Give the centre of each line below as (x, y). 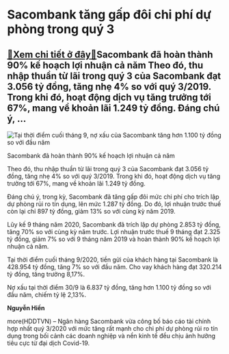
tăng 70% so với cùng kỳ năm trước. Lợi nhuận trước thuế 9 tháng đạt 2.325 (114, 232)
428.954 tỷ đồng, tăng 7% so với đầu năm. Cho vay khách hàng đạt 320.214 (114, 267)
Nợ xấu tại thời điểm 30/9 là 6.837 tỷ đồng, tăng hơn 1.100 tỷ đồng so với (109, 287)
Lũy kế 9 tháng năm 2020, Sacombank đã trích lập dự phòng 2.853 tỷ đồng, (114, 225)
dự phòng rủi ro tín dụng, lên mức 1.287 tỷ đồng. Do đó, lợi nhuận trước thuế (114, 204)
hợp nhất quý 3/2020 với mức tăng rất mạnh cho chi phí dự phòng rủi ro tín (112, 328)
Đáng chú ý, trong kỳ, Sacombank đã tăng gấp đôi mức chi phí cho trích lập (113, 197)
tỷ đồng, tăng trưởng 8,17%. (46, 274)
